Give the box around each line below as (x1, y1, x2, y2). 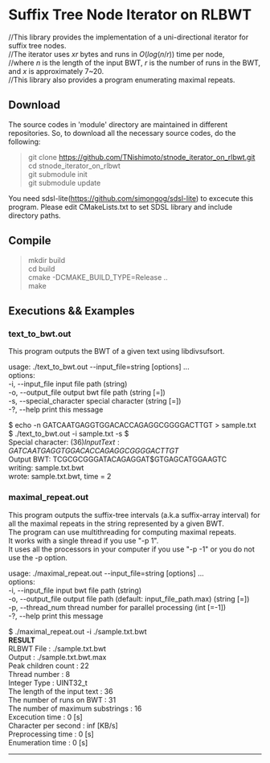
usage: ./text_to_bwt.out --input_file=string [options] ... (8, 362, 190, 371)
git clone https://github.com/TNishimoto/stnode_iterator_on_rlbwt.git (27, 152, 256, 162)
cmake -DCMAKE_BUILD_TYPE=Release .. (27, 272, 169, 282)
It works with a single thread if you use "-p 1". (8, 535, 159, 545)
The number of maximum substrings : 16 (8, 704, 142, 713)
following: (8, 137, 41, 146)
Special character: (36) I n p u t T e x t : (8, 437, 120, 447)
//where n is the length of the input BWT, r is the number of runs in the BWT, (8, 58, 261, 68)
